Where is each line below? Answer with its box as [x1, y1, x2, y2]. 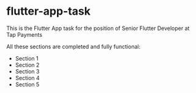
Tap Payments [6, 31, 43, 38]
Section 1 [15, 54, 39, 62]
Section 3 [15, 67, 40, 75]
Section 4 [15, 74, 40, 81]
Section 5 [15, 81, 40, 88]
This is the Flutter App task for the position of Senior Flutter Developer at [6, 24, 190, 32]
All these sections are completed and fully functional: [6, 43, 141, 50]
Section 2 [15, 61, 40, 69]
